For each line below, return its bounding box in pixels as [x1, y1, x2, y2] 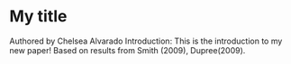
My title [9, 6, 68, 27]
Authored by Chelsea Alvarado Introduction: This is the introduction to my [9, 36, 283, 46]
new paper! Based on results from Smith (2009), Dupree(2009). [9, 44, 246, 55]
